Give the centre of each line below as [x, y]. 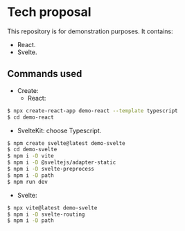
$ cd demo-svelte [32, 150]
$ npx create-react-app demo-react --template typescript [92, 111]
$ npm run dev [28, 182]
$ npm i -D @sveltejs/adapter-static [62, 163]
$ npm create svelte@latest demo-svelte [67, 143]
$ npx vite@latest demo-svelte [52, 208]
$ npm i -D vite [30, 156]
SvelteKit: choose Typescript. [59, 130]
